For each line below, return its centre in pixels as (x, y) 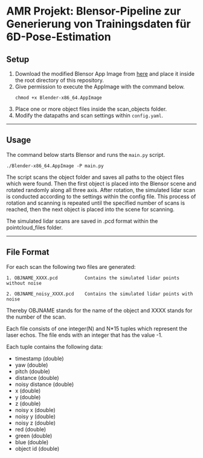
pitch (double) (32, 371)
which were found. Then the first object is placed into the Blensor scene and (101, 184)
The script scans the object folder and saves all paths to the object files (95, 177)
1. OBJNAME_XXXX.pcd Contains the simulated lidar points (93, 278)
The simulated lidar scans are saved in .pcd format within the (82, 221)
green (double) (34, 436)
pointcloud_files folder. (35, 227)
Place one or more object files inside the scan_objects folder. (91, 109)
